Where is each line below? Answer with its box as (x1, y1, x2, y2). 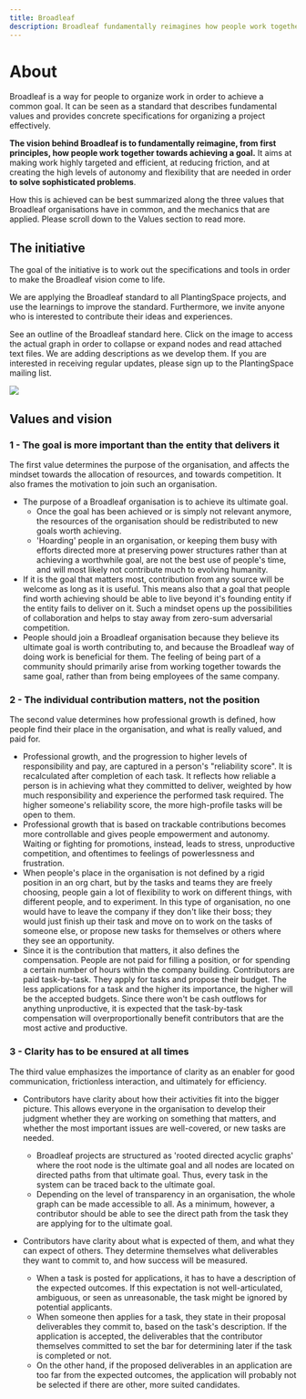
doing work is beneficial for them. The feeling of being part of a (22, 651, 261, 662)
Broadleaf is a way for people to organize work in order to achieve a (9, 91, 264, 102)
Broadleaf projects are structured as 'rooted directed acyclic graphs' (36, 1150, 294, 1161)
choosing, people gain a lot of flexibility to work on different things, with (22, 886, 292, 898)
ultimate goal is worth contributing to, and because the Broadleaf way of (22, 641, 295, 652)
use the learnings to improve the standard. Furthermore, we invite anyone (9, 302, 285, 313)
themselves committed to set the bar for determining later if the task (36, 1340, 292, 1351)
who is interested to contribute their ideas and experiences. (9, 311, 233, 322)
